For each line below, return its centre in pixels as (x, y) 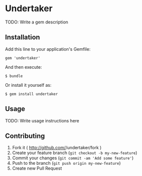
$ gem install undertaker (31, 94)
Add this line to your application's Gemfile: (48, 49)
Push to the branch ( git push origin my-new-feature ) (66, 163)
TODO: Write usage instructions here (42, 120)
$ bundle (14, 76)
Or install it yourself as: (28, 85)
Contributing (25, 136)
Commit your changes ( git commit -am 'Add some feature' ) (73, 158)
